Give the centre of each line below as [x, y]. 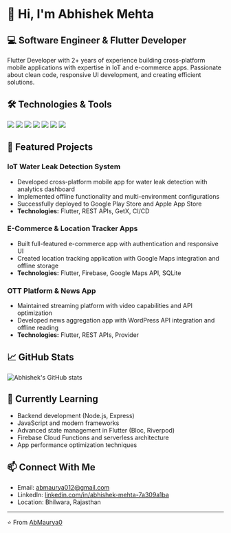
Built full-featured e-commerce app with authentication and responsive [118, 243]
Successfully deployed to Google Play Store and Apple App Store [109, 204]
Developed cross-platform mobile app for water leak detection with [112, 182]
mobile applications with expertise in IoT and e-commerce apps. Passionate [114, 67]
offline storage [38, 265]
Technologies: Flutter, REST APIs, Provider [78, 335]
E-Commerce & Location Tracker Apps [73, 228]
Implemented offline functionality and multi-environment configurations [118, 196]
